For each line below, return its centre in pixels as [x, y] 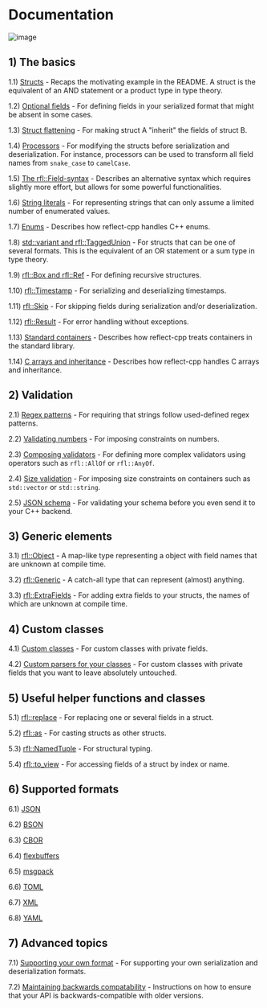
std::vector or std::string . [55, 487]
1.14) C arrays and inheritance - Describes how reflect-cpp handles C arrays [134, 361]
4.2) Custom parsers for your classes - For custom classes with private [125, 664]
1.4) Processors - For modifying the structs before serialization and [119, 146]
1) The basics [42, 62]
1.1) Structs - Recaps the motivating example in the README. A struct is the [132, 81]
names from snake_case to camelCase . [69, 163]
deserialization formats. [47, 971]
